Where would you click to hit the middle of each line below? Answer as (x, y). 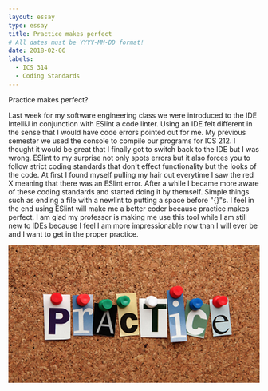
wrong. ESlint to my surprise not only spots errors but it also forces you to (130, 158)
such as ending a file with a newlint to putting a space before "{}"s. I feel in (131, 200)
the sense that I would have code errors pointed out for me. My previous (127, 132)
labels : (21, 59)
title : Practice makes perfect (60, 34)
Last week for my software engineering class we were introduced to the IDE (133, 115)
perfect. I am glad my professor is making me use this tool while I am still (128, 217)
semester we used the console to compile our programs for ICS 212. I (122, 141)
